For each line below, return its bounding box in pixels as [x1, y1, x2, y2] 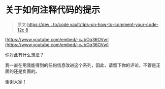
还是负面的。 [13, 68, 40, 74]
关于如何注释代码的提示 [5, 4, 100, 16]
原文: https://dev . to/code [17, 22, 69, 27]
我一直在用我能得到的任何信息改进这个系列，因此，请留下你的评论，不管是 [5, 62, 156, 68]
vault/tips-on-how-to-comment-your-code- [69, 22, 159, 27]
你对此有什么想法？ [5, 52, 44, 58]
